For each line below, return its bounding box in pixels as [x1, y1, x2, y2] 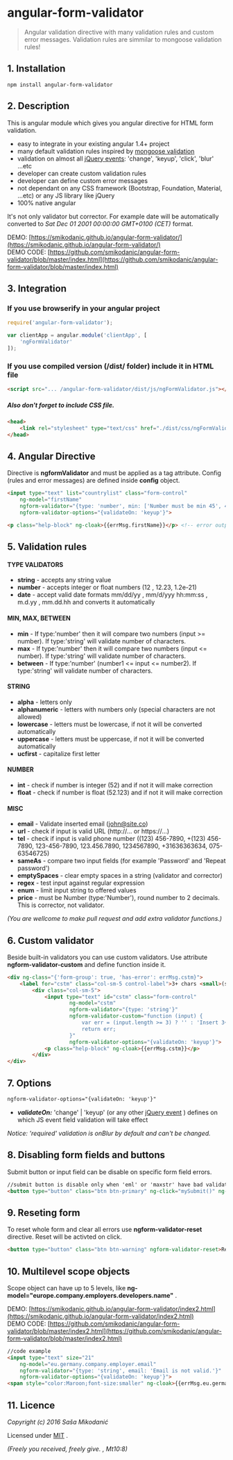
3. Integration [7, 282, 67, 294]
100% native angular [17, 198, 76, 207]
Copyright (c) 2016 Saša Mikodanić [7, 1418, 109, 1426]
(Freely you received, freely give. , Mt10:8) [7, 1445, 128, 1453]
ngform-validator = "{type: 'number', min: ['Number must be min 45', [19, 503, 222, 510]
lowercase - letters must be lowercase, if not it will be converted [17, 720, 202, 728]
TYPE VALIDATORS [7, 560, 64, 568]
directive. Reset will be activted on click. [7, 1233, 123, 1241]
